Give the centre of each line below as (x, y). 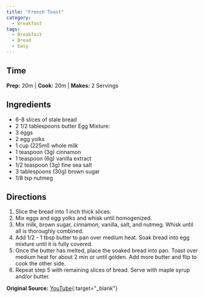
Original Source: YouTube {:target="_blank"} (62, 288)
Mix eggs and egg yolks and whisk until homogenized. (84, 218)
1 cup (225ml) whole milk (46, 145)
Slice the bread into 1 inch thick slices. (63, 212)
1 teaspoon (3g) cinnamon (48, 152)
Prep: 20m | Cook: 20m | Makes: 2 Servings (63, 85)
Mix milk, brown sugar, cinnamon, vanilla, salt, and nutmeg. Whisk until (104, 225)
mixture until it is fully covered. (54, 244)
